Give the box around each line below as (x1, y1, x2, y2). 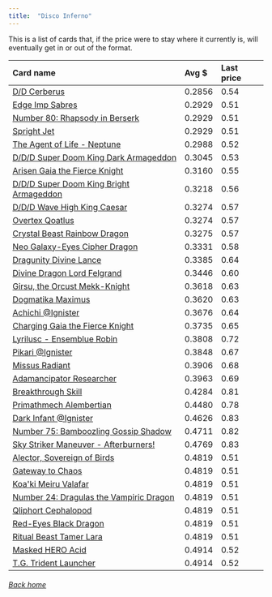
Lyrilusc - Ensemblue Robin (12, 333, 118, 345)
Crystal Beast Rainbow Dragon (12, 228, 130, 239)
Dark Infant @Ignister (12, 412, 94, 423)
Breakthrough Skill (12, 386, 83, 397)
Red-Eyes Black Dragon (12, 518, 104, 529)
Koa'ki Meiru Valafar (12, 478, 89, 489)
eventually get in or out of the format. (8, 42, 133, 53)
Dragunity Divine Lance (12, 254, 102, 265)
